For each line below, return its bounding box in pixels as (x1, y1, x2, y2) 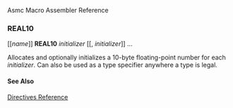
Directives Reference (7, 92, 68, 101)
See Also (7, 77, 34, 85)
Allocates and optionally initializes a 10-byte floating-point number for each (7, 53, 226, 62)
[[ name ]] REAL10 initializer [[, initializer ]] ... (7, 40, 133, 48)
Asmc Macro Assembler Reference (7, 6, 109, 14)
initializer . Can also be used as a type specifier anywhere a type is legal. (7, 61, 217, 69)
